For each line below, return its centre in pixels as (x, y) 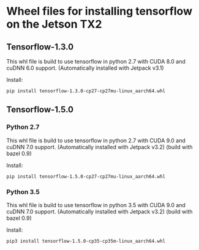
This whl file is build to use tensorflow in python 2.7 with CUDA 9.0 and (96, 140)
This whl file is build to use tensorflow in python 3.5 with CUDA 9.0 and (96, 205)
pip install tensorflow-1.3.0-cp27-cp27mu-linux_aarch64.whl (86, 91)
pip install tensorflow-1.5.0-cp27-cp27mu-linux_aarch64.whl (86, 176)
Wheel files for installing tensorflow (99, 11)
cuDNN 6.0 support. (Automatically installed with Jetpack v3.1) (85, 68)
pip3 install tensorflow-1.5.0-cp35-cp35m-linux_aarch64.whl (86, 241)
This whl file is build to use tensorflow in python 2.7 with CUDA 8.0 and (96, 61)
